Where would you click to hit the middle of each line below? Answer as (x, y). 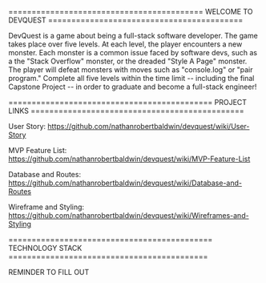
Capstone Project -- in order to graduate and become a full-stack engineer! (133, 87)
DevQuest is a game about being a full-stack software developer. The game (133, 36)
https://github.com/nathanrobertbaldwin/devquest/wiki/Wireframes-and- (129, 215)
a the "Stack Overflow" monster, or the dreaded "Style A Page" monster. (128, 61)
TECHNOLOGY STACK (45, 248)
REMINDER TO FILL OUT (49, 272)
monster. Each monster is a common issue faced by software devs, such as (133, 53)
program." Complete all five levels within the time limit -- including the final (131, 78)
